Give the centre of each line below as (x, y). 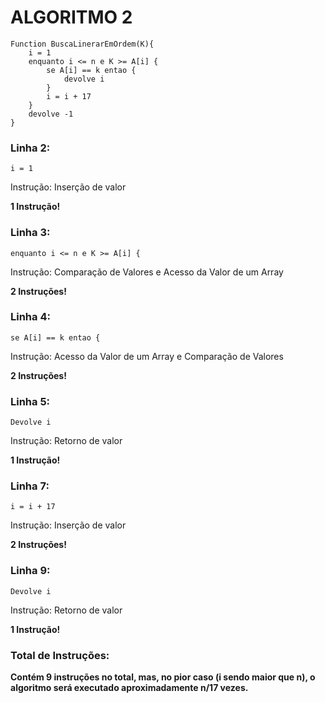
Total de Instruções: (60, 655)
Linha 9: (30, 571)
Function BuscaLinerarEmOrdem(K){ (82, 44)
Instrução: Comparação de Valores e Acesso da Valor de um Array (147, 272)
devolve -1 (51, 114)
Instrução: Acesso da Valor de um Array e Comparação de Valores (147, 356)
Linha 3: (30, 233)
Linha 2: (30, 148)
